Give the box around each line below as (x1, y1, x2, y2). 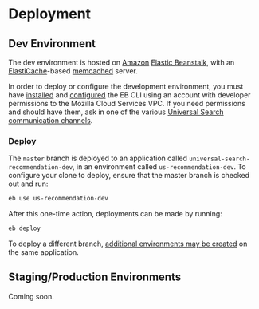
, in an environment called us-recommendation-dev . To (72, 162, 247, 172)
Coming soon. (8, 291, 54, 301)
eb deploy (8, 224, 41, 232)
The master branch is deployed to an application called (8, 153, 188, 164)
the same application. (8, 248, 80, 257)
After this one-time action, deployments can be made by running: (8, 209, 223, 219)
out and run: (8, 179, 49, 188)
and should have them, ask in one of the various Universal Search (8, 107, 225, 117)
